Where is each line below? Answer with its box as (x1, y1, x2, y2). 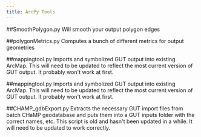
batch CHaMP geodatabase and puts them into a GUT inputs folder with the (6, 111, 195, 118)
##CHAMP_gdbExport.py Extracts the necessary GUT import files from (6, 104, 183, 112)
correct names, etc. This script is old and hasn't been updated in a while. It (6, 118, 193, 125)
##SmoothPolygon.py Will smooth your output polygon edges (6, 25, 160, 33)
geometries (6, 44, 35, 51)
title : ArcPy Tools (6, 8, 56, 15)
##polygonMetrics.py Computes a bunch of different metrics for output (6, 37, 184, 44)
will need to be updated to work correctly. (6, 124, 111, 131)
